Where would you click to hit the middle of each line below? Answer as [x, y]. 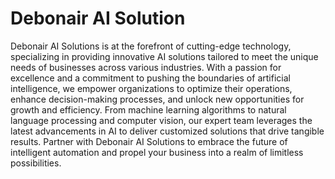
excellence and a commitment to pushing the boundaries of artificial [150, 78]
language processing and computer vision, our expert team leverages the [161, 120]
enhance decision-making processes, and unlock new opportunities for [157, 99]
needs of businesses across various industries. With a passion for [146, 67]
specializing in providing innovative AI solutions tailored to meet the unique [164, 56]
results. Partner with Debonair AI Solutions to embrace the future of [149, 141]
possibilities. [36, 163]
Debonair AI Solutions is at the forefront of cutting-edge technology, [151, 46]
